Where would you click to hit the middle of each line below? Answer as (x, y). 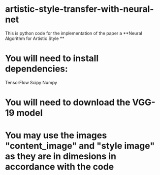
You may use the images (56, 135)
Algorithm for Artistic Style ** (35, 38)
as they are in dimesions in (61, 157)
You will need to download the (68, 103)
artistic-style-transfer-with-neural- (80, 9)
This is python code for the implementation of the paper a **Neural (74, 33)
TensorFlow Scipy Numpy (31, 82)
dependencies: (36, 69)
